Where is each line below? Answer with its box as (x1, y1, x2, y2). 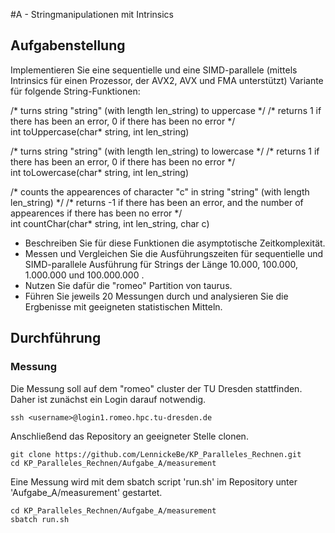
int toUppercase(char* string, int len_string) (10, 125, 190, 138)
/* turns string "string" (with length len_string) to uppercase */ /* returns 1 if (10, 104, 322, 116)
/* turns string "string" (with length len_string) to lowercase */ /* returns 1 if (10, 145, 320, 157)
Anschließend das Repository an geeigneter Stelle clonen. (10, 430, 249, 442)
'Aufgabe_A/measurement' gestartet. (10, 486, 163, 498)
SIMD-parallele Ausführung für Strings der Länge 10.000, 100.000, (24, 258, 298, 270)
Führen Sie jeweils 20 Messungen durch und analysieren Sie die (24, 290, 289, 302)
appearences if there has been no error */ (10, 207, 183, 219)
